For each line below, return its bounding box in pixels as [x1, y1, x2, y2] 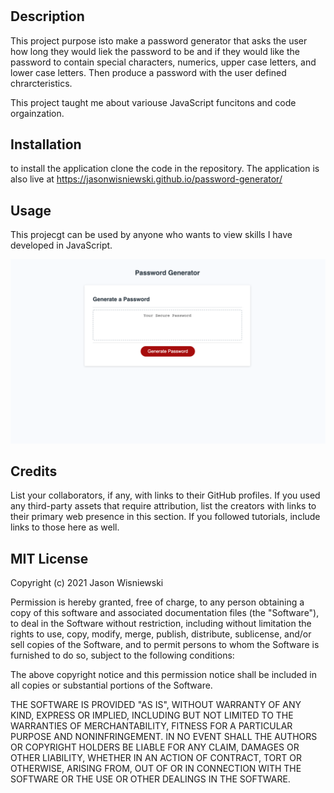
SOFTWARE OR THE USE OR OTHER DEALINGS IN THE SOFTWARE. [10, 773, 291, 785]
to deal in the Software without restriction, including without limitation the [10, 618, 312, 630]
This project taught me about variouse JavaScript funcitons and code [10, 96, 297, 108]
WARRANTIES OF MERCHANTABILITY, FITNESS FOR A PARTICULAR [10, 720, 293, 732]
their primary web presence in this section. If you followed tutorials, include [10, 511, 321, 523]
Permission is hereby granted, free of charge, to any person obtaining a [10, 596, 305, 608]
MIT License [10, 550, 89, 567]
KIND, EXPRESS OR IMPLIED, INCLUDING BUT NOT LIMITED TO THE [10, 709, 294, 722]
